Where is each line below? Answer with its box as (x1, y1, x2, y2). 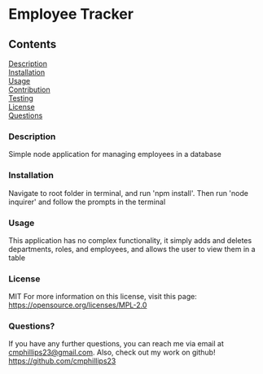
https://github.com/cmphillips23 (8, 356, 116, 366)
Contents (8, 37, 57, 51)
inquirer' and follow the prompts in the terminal (8, 197, 166, 207)
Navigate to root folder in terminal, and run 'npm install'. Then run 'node (8, 188, 248, 198)
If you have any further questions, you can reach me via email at (8, 339, 224, 349)
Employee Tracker (8, 5, 134, 24)
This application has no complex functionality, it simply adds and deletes (8, 235, 252, 245)
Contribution (8, 85, 50, 94)
